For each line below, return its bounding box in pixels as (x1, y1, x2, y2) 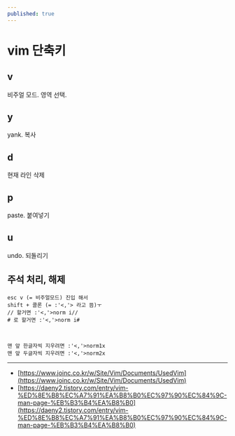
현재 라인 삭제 (7, 171, 45, 179)
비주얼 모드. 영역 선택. (7, 90, 67, 99)
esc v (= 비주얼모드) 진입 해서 (7, 294, 89, 301)
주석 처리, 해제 (7, 274, 66, 286)
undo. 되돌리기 (7, 251, 49, 259)
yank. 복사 (7, 130, 36, 139)
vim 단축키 (7, 43, 66, 58)
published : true (7, 10, 55, 18)
